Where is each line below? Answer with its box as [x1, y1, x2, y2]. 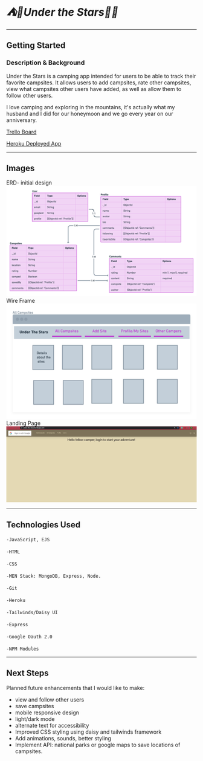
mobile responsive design [14, 709, 80, 716]
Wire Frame [6, 297, 35, 305]
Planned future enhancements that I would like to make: [6, 684, 145, 691]
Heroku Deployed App [6, 140, 62, 147]
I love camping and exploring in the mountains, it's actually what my [6, 103, 175, 110]
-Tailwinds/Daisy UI [6, 609, 59, 615]
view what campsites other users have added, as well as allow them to [6, 85, 182, 92]
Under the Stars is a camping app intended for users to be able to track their [6, 72, 196, 79]
